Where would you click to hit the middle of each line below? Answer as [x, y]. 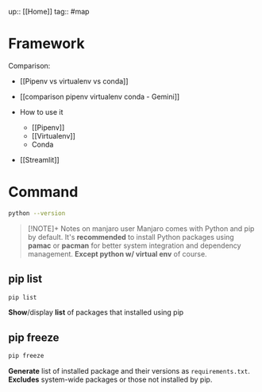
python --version [37, 213]
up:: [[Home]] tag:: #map [49, 12]
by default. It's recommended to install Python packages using [131, 237]
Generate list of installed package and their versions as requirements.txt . [129, 371]
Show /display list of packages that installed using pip [96, 312]
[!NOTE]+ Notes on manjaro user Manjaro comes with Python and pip [141, 228]
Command [43, 192]
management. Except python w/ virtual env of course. [118, 253]
